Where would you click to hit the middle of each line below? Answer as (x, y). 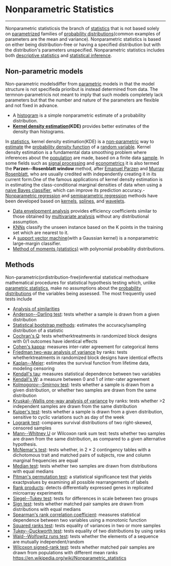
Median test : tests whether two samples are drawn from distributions (85, 466)
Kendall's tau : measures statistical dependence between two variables (87, 374)
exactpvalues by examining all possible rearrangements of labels (80, 482)
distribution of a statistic (38, 330)
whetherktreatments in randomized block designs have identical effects (88, 357)
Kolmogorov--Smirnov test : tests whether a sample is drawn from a (83, 384)
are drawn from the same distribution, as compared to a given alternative (89, 439)
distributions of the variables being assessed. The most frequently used (81, 293)
